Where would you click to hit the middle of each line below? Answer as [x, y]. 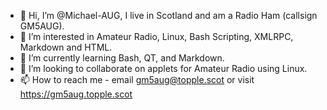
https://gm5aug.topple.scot [76, 94]
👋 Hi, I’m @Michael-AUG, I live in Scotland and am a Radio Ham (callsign [168, 15]
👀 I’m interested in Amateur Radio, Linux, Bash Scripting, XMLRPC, [156, 36]
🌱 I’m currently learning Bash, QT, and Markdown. [122, 58]
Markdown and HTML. [66, 47]
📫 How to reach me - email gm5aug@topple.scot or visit [137, 79]
